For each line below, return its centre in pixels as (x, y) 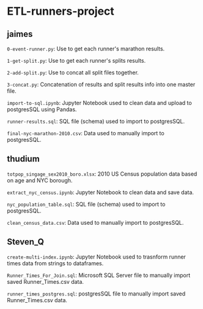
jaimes (20, 34)
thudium (24, 159)
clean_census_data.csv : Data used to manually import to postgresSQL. (95, 222)
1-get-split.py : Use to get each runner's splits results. (76, 61)
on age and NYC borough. (40, 180)
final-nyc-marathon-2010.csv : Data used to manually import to (86, 133)
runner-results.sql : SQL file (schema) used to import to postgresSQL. (96, 121)
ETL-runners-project (61, 11)
